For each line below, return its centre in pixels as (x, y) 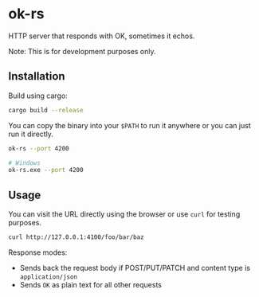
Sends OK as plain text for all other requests (90, 284)
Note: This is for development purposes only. (82, 51)
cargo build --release (46, 110)
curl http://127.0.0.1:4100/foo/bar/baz (77, 237)
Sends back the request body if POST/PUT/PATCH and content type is (135, 268)
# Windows (25, 163)
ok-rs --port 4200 (39, 148)
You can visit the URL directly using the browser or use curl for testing (124, 214)
